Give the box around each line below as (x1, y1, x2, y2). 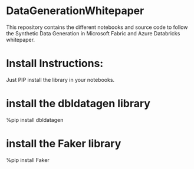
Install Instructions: (6, 57, 104, 70)
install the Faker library (6, 137, 121, 150)
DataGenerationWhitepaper (6, 4, 144, 18)
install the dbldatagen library (6, 97, 150, 110)
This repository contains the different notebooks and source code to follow (6, 24, 188, 31)
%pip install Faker (6, 156, 50, 163)
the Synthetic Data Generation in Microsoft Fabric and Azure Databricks (6, 29, 180, 37)
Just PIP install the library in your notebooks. (6, 76, 115, 83)
